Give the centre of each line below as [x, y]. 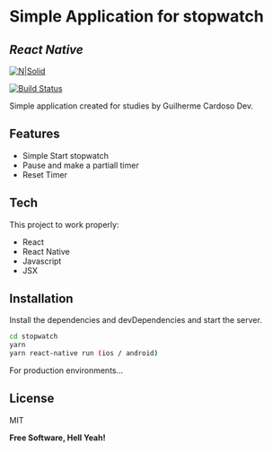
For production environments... [66, 370]
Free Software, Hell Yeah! [57, 438]
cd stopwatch [34, 337]
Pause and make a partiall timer [80, 165]
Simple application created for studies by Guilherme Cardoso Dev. [132, 106]
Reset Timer [44, 174]
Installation [41, 299]
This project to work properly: [64, 224]
